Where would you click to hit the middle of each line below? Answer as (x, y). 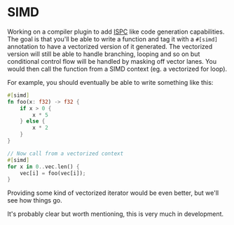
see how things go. (35, 200)
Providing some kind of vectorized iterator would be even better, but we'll (113, 193)
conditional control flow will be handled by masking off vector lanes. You (112, 61)
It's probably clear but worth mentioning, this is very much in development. (116, 214)
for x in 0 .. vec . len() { (43, 166)
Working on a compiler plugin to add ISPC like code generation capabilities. (116, 32)
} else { (33, 121)
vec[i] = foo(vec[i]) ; (53, 173)
